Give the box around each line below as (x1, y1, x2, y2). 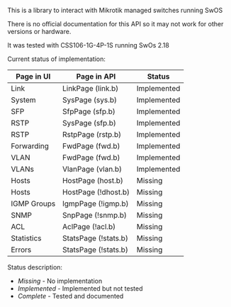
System (11, 95, 37, 105)
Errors (11, 245, 32, 255)
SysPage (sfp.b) (62, 118, 117, 128)
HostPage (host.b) (62, 176, 124, 185)
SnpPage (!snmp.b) (62, 211, 128, 220)
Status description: (7, 263, 62, 272)
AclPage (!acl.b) (62, 222, 116, 231)
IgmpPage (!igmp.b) (62, 199, 129, 208)
